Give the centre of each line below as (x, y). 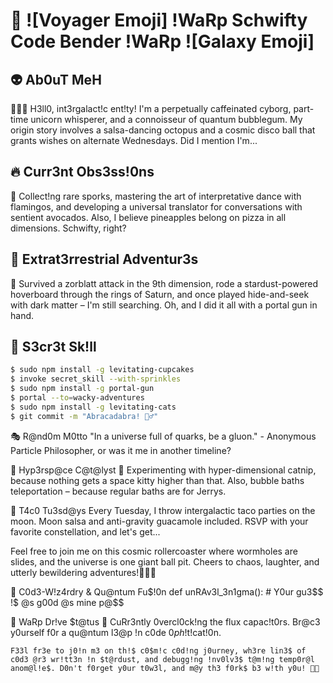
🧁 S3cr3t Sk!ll (53, 347)
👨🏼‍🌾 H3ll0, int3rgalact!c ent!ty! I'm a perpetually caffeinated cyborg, (151, 108)
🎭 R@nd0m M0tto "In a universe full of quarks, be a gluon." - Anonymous (163, 436)
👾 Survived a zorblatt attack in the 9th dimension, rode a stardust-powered (164, 283)
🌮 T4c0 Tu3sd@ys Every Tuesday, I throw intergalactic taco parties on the (163, 510)
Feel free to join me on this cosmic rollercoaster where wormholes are (154, 551)
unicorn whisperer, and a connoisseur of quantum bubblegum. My (166, 119)
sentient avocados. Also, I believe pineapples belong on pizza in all (148, 217)
